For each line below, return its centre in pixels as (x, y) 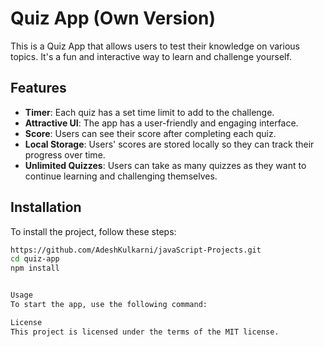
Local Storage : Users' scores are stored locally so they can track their (169, 144)
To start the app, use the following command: (109, 305)
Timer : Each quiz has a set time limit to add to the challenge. (149, 112)
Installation (46, 207)
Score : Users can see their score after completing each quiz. (150, 133)
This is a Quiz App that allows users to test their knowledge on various (155, 46)
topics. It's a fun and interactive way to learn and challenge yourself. (151, 56)
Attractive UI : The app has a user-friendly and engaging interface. (161, 123)
